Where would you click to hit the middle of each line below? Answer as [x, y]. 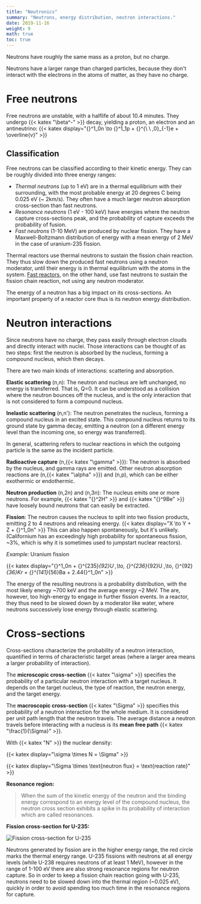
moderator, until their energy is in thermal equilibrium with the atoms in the [98, 268]
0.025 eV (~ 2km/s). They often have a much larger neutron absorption [103, 199]
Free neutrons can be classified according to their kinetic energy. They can [99, 168]
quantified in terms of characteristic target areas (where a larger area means [101, 657]
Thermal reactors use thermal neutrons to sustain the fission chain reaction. [100, 255]
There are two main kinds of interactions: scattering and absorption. [90, 371]
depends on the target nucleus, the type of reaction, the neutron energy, [96, 687]
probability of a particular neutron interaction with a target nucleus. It [91, 681]
